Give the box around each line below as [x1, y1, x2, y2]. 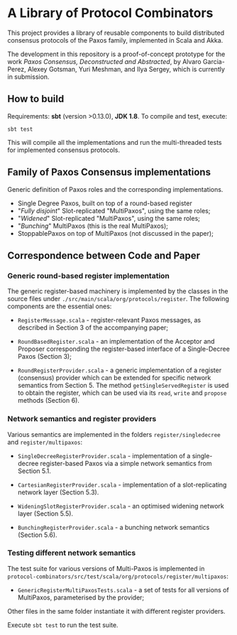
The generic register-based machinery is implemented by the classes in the [7, 287, 228, 295]
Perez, [7, 65, 26, 73]
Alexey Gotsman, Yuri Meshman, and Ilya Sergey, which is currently [27, 65, 226, 73]
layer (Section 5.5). [17, 509, 73, 518]
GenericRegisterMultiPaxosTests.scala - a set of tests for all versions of [17, 585, 229, 594]
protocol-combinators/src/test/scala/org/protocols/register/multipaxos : [7, 572, 229, 580]
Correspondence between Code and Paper [7, 249, 201, 261]
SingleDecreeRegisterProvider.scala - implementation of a [17, 451, 191, 460]
